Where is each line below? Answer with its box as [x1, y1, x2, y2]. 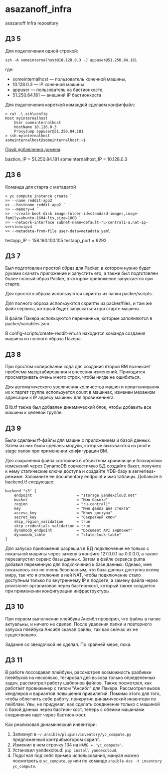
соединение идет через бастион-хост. [5, 711, 87, 717]
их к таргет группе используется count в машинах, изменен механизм [5, 389, 156, 395]
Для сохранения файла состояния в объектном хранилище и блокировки [5, 458, 162, 463]
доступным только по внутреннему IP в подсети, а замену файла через [5, 577, 158, 583]
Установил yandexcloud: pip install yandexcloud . [12, 747, 118, 753]
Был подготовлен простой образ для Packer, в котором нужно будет [5, 265, 151, 271]
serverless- [132, 468, 156, 474]
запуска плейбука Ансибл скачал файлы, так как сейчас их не [5, 626, 138, 632]
